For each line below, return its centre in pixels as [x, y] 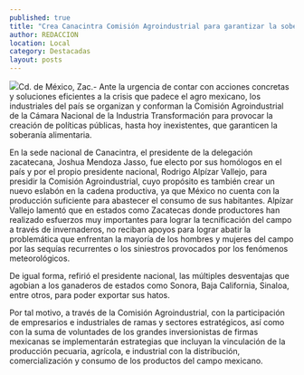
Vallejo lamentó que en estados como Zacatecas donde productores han [145, 210]
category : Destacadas [50, 52]
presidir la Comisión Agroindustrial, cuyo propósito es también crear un [142, 181]
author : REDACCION [44, 34]
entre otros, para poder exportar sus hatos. [90, 295]
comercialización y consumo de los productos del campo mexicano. [137, 361]
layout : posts [36, 60]
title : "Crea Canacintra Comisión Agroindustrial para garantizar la [143, 26]
